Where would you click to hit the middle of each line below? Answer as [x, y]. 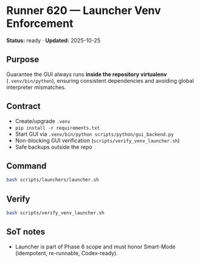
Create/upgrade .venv [43, 121]
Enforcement [40, 23]
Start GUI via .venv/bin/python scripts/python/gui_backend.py [95, 134]
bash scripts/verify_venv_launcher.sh [55, 213]
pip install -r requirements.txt [57, 128]
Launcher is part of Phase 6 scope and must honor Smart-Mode [95, 247]
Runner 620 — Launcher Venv [84, 11]
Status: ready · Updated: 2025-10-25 [53, 40]
